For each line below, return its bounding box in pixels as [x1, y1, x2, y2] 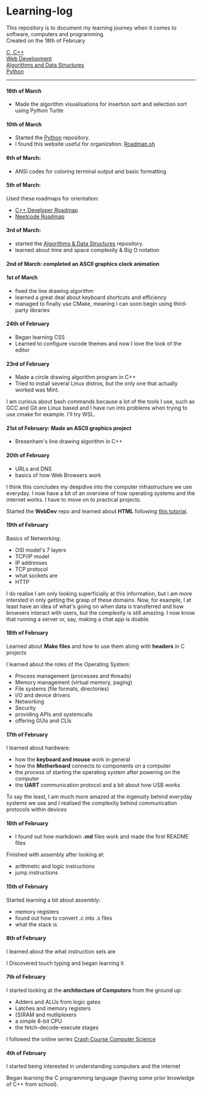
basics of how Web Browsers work [14, 471, 102, 479]
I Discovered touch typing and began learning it [6, 959, 124, 967]
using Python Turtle [14, 107, 64, 114]
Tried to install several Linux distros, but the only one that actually [14, 380, 178, 387]
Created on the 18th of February [6, 37, 85, 44]
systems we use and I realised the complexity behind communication [6, 799, 177, 807]
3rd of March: [6, 227, 41, 234]
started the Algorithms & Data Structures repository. [14, 239, 144, 247]
